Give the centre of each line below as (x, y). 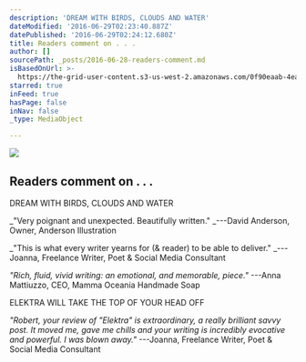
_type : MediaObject (46, 119)
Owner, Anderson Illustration (63, 230)
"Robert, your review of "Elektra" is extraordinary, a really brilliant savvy (145, 320)
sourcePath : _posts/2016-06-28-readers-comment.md (107, 60)
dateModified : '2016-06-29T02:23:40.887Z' (91, 26)
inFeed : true (34, 94)
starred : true (36, 85)
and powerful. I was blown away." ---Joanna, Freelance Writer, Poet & (141, 339)
